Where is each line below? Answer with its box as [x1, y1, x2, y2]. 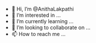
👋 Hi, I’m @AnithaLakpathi [11, 6, 74, 12]
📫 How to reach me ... [11, 31, 66, 37]
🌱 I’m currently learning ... [11, 18, 74, 24]
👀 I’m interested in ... [11, 12, 61, 19]
